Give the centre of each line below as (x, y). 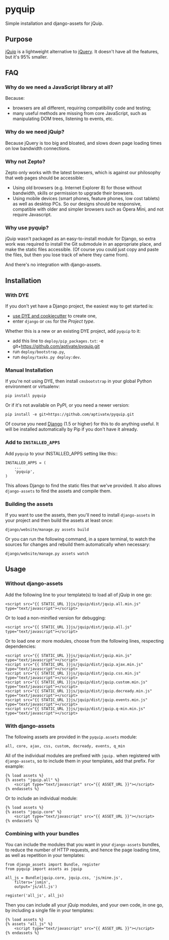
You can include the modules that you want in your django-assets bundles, (83, 845)
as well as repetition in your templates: (45, 855)
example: (15, 766)
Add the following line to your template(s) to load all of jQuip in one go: (79, 595)
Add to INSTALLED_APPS (33, 443)
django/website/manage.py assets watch (47, 554)
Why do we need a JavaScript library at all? (59, 87)
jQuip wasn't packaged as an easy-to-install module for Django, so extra (80, 239)
